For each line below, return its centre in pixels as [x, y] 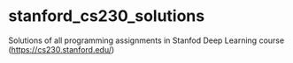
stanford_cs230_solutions [107, 16]
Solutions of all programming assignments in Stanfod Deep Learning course [146, 40]
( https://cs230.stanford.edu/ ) [62, 49]
